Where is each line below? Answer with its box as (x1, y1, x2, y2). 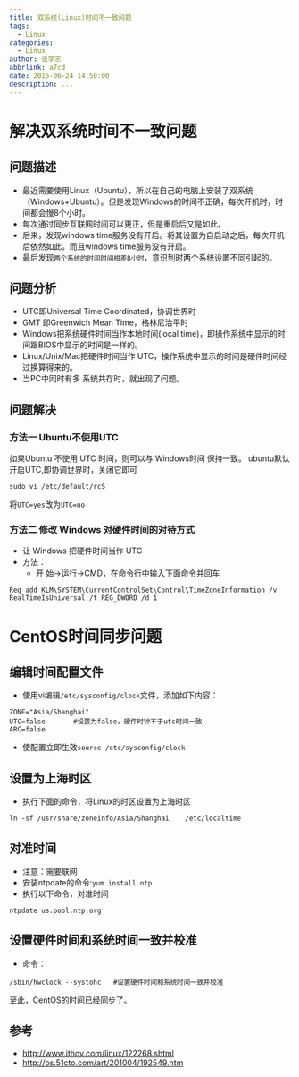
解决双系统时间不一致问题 (9, 121, 198, 141)
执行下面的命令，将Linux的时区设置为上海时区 (21, 796, 192, 807)
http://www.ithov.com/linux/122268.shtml (21, 1047, 174, 1058)
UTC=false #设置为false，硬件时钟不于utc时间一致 (9, 717, 203, 726)
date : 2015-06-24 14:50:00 (9, 72, 110, 81)
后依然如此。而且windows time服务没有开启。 (21, 241, 191, 252)
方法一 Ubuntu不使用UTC (9, 431, 119, 443)
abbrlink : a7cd (9, 64, 66, 73)
